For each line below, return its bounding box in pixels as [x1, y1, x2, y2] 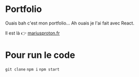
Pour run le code [5, 49, 75, 61]
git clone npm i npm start [5, 66, 60, 72]
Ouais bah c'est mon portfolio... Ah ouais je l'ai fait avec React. [5, 20, 134, 26]
